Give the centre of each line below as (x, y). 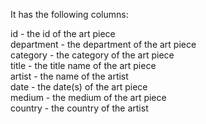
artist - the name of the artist (69, 76)
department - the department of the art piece (103, 44)
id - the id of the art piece (63, 33)
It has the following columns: (69, 14)
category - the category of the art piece (92, 55)
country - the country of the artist (79, 108)
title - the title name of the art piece (83, 65)
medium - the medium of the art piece (88, 97)
